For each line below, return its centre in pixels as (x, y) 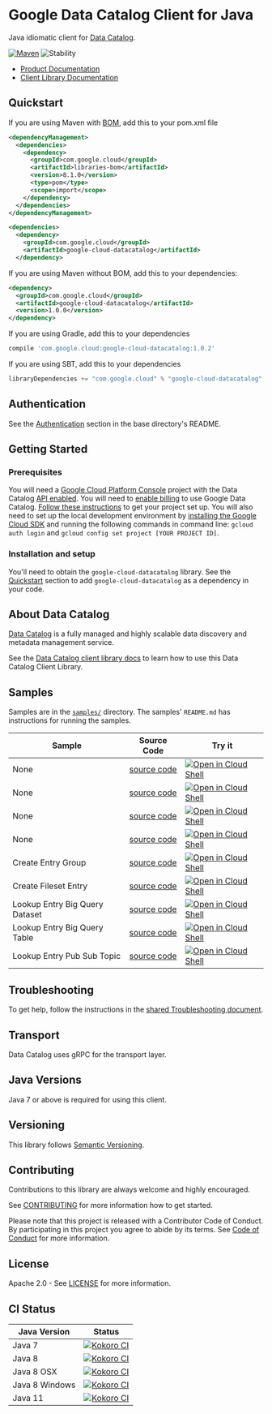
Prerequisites (35, 472)
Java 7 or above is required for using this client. (88, 1099)
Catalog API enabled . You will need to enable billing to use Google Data (127, 499)
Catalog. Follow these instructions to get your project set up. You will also (131, 507)
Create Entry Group (49, 863)
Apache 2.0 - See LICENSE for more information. (90, 1283)
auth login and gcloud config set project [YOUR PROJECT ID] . (114, 533)
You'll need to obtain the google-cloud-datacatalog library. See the (120, 572)
